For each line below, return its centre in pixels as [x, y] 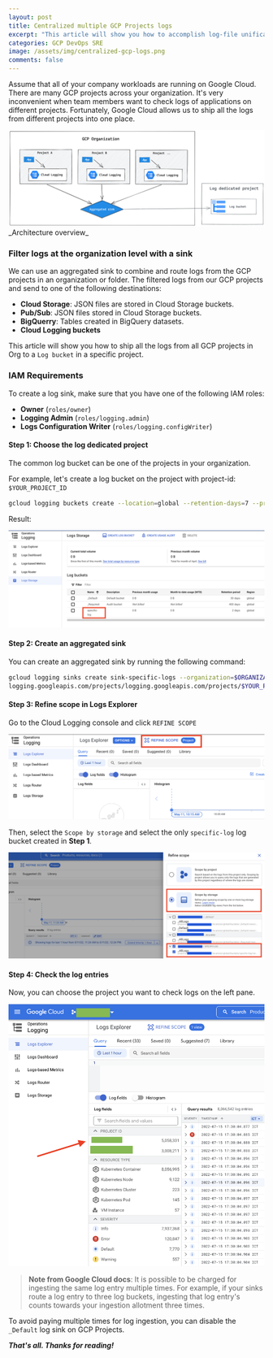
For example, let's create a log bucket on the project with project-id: [122, 479]
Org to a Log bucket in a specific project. [76, 354]
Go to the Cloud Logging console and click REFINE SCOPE [102, 722]
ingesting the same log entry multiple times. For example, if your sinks [145, 1287]
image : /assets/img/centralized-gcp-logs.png [87, 52]
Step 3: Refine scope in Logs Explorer [73, 705]
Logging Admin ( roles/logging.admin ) [85, 418]
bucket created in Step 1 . [50, 840]
